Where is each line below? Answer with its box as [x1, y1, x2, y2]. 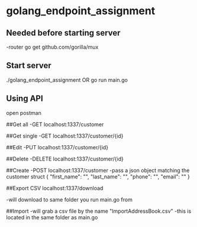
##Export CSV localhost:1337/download [6, 184, 104, 191]
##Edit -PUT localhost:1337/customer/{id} [6, 143, 108, 151]
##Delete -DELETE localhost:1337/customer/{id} [6, 155, 124, 162]
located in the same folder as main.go [6, 213, 98, 220]
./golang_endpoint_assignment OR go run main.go [6, 76, 128, 84]
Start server [6, 60, 51, 71]
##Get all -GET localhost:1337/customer [6, 120, 104, 128]
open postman [6, 109, 41, 116]
